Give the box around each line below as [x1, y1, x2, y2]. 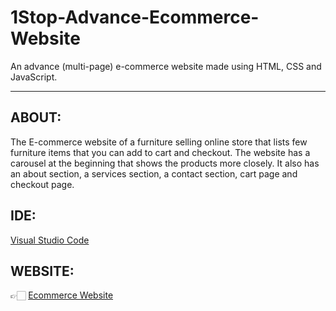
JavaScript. [10, 71, 58, 83]
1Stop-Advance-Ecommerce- [10, 6, 260, 29]
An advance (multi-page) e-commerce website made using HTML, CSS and [10, 60, 322, 72]
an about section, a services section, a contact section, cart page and [10, 167, 298, 180]
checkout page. [10, 178, 75, 190]
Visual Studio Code [10, 234, 90, 246]
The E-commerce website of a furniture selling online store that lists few [10, 136, 308, 148]
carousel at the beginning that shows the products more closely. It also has [10, 157, 320, 169]
